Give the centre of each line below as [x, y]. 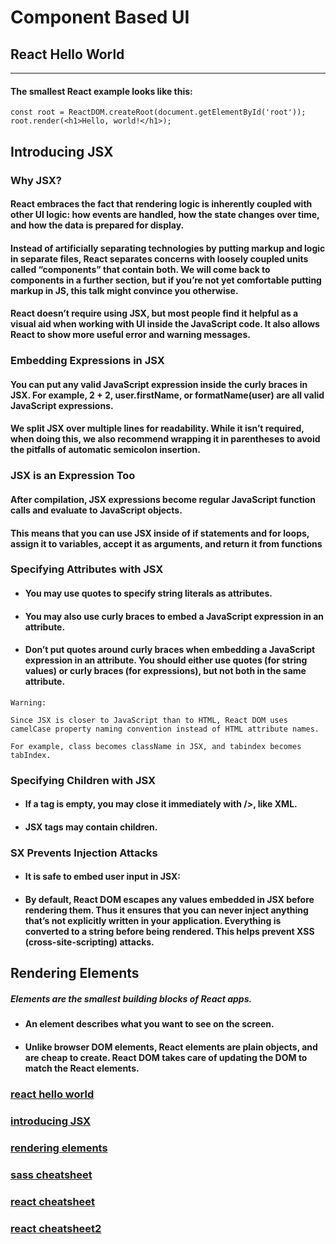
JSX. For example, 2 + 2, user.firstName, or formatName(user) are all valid [167, 395]
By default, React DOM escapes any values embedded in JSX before [169, 900]
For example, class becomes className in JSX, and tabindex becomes [156, 746]
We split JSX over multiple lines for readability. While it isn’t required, [157, 428]
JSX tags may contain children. [91, 827]
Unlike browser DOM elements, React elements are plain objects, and [171, 1047]
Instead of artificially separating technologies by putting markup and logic [168, 248]
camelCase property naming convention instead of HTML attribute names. [165, 729]
